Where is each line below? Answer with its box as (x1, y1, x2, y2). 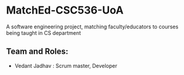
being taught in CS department (6, 29, 81, 36)
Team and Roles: (6, 47, 69, 57)
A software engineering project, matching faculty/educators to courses (6, 23, 179, 30)
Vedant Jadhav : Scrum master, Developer (14, 62, 118, 69)
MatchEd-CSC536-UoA (6, 4, 124, 17)
